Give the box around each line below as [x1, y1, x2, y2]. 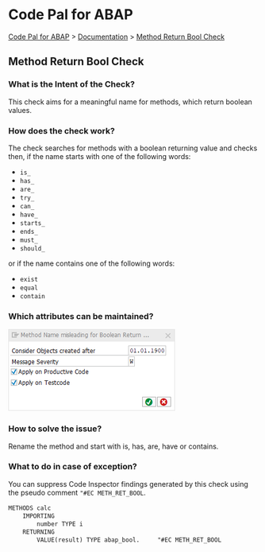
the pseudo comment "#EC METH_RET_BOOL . [8, 488, 147, 497]
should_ [19, 244, 45, 252]
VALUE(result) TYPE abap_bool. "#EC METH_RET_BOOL [36, 535, 222, 544]
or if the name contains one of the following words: [8, 259, 175, 268]
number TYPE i [36, 519, 83, 528]
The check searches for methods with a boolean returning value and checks [8, 143, 258, 153]
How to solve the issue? [8, 423, 102, 434]
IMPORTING [22, 511, 56, 520]
